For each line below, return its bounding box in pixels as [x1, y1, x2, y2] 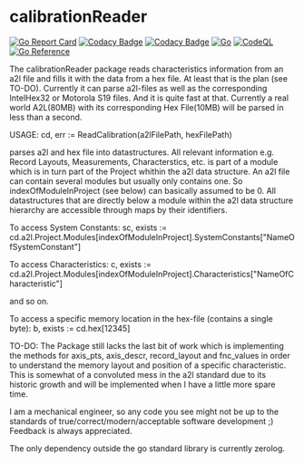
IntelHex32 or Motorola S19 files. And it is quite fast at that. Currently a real [9, 92, 289, 103]
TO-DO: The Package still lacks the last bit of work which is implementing [9, 340, 284, 351]
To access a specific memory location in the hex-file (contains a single [9, 313, 274, 323]
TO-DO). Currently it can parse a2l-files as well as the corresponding [9, 82, 268, 93]
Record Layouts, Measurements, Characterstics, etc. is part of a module [9, 156, 279, 167]
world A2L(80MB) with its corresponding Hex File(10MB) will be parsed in [9, 101, 284, 112]
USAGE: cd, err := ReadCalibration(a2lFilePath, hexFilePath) [9, 129, 233, 140]
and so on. [9, 295, 50, 306]
